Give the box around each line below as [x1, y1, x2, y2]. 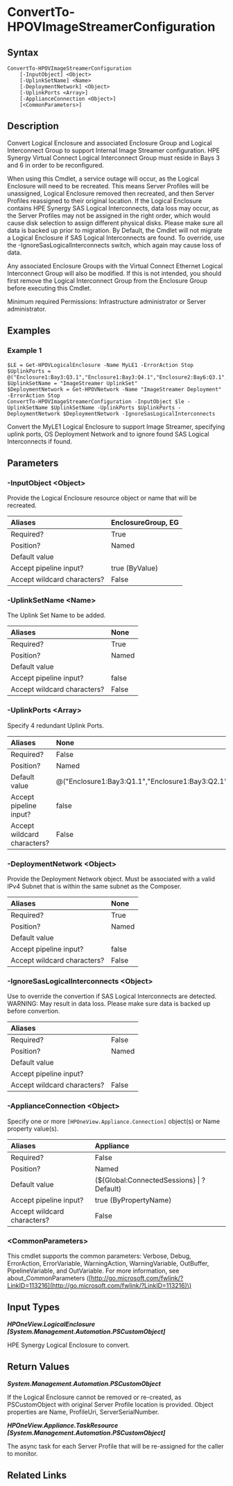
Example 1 [7, 345, 42, 355]
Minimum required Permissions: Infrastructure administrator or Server [7, 297, 206, 306]
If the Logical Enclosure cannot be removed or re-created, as [7, 1393, 182, 1401]
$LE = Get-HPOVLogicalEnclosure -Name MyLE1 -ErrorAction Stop [7, 361, 194, 368]
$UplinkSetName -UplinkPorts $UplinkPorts [51, 404, 175, 411]
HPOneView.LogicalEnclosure [7, 1320, 96, 1328]
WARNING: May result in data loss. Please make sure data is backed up [7, 999, 211, 1008]
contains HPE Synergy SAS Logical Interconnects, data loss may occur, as [7, 204, 219, 212]
